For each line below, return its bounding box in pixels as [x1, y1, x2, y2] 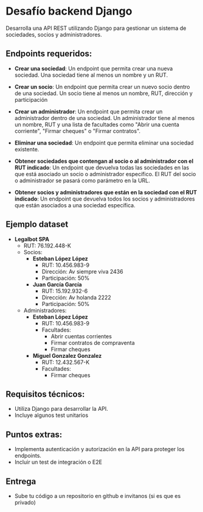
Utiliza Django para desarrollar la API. [14, 405, 109, 413]
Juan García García [32, 280, 83, 288]
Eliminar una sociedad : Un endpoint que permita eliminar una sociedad [14, 139, 194, 146]
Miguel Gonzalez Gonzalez [32, 352, 102, 359]
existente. [14, 145, 40, 153]
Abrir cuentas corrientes [50, 332, 112, 340]
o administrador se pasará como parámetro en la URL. [14, 177, 150, 184]
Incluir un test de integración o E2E [14, 458, 103, 466]
